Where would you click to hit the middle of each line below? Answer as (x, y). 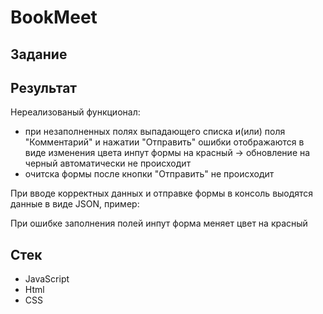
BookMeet (54, 17)
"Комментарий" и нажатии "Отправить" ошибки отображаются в (164, 142)
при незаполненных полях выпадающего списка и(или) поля (155, 132)
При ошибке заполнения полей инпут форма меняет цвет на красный (159, 223)
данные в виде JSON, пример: (75, 204)
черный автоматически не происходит (108, 163)
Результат (44, 87)
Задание (39, 54)
